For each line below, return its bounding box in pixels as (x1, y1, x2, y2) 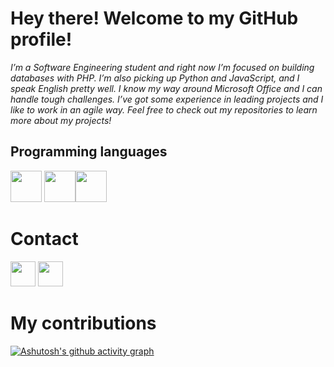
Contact (10, 227, 79, 250)
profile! (10, 28, 73, 51)
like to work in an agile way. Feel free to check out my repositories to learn (10, 103, 318, 116)
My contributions (10, 312, 157, 334)
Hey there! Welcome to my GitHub (10, 7, 299, 30)
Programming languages (10, 143, 168, 161)
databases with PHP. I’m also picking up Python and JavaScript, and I (10, 72, 300, 84)
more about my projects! (10, 114, 112, 126)
